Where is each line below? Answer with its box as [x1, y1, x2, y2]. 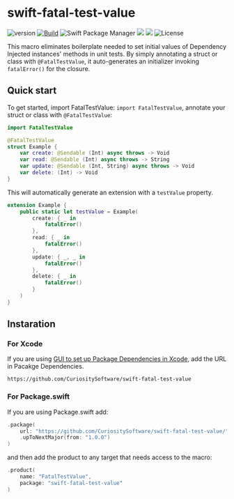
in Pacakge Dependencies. [7, 362, 84, 371]
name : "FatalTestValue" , [19, 473, 92, 480]
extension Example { [7, 201, 68, 208]
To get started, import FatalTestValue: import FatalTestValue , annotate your [7, 103, 226, 112]
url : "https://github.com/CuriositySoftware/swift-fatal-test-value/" [19, 427, 229, 435]
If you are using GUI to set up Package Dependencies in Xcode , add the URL [7, 355, 227, 363]
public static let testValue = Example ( [19, 208, 139, 215]
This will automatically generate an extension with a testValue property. [7, 188, 214, 197]
